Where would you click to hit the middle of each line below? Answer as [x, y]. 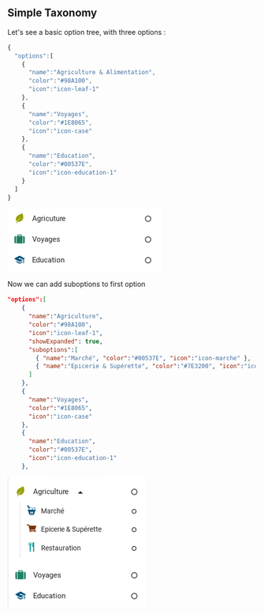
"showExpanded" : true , [65, 341]
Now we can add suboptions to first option [76, 284]
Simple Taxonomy [52, 13]
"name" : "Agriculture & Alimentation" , [92, 73]
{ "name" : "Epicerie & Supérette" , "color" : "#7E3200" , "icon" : [140, 367]
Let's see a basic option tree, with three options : [87, 32]
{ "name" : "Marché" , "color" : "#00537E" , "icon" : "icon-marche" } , [143, 358]
